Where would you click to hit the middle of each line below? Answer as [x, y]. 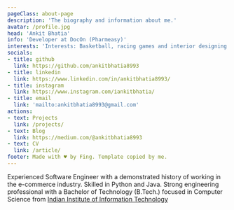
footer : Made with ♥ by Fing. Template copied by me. [88, 157]
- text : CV [23, 144]
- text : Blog [26, 131]
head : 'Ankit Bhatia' [39, 33]
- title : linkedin [34, 72]
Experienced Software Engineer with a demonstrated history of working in [114, 176]
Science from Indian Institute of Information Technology [88, 199]
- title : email [29, 99]
